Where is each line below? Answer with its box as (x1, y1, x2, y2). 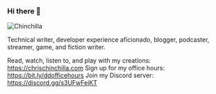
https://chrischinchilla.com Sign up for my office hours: (7, 64, 165, 72)
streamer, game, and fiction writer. (7, 43, 106, 52)
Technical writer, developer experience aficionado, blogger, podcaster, (7, 36, 210, 44)
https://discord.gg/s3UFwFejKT (7, 79, 98, 87)
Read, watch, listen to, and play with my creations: (7, 56, 151, 65)
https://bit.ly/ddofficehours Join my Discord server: (7, 71, 154, 79)
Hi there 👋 (7, 6, 42, 16)
